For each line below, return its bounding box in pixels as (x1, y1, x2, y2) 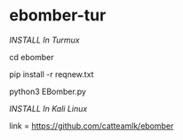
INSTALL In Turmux (9, 35, 80, 45)
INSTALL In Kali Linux (9, 103, 88, 113)
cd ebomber (9, 51, 54, 62)
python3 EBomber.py (9, 86, 87, 97)
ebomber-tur (9, 5, 107, 26)
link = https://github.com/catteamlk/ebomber (9, 121, 174, 131)
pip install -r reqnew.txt (9, 68, 94, 80)
